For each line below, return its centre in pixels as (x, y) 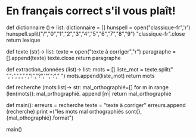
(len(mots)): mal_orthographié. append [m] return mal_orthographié (89, 93)
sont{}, (133, 111)
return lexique (23, 40)
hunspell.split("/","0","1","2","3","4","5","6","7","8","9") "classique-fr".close (96, 33)
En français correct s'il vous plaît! (91, 11)
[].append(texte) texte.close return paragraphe (63, 58)
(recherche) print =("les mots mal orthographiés (65, 111)
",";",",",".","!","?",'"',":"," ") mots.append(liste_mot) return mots (80, 76)
